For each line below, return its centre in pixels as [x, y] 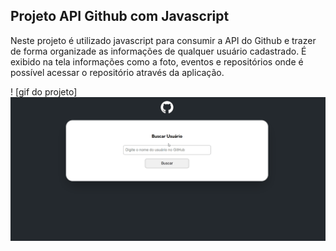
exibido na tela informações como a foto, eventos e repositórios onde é [157, 61]
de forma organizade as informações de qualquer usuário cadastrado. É [158, 51]
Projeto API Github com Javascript [120, 16]
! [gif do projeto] [44, 91]
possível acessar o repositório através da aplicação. [117, 72]
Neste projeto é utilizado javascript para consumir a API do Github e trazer [163, 40]
